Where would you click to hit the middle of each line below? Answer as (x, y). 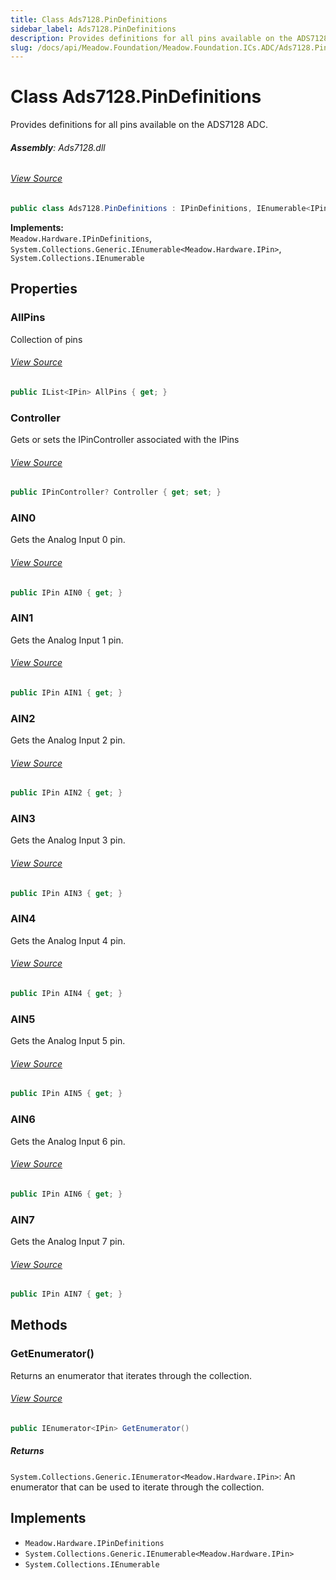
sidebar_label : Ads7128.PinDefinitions (93, 29)
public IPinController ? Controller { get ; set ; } (116, 492)
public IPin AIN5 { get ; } (66, 1094)
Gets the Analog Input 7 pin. (67, 1241)
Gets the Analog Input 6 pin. (68, 1141)
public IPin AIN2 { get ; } (66, 793)
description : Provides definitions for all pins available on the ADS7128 (169, 38)
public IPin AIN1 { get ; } (66, 692)
